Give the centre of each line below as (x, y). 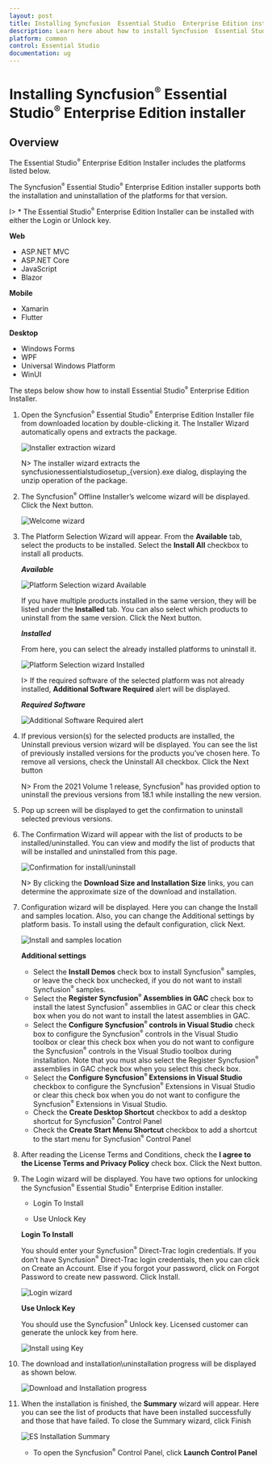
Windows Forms (48, 348)
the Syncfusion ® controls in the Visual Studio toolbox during (132, 1050)
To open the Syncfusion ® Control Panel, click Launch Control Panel (145, 1452)
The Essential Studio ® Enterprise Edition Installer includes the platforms (128, 162)
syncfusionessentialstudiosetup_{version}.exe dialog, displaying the (134, 471)
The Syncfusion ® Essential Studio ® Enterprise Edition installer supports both (135, 187)
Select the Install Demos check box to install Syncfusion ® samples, (144, 971)
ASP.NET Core (45, 260)
